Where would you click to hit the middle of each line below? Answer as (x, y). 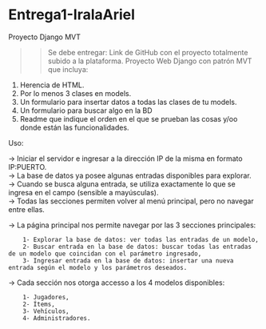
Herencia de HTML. (52, 85)
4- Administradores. (57, 318)
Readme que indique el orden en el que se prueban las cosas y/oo (129, 118)
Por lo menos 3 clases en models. (75, 93)
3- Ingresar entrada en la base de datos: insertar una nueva (128, 261)
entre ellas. (27, 209)
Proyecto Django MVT (45, 37)
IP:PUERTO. (28, 167)
